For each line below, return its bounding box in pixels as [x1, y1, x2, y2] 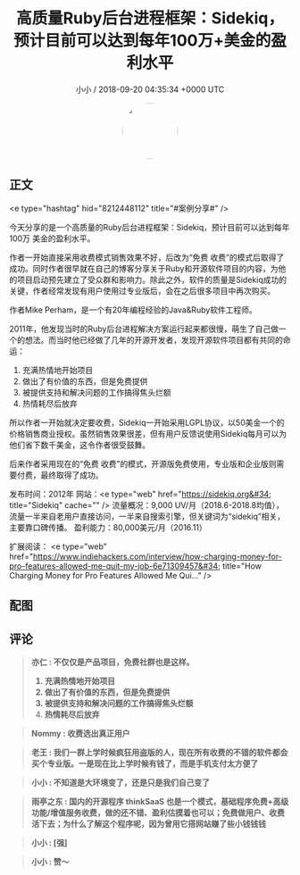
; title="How [217, 560, 262, 571]
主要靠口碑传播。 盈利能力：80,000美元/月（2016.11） [9, 521, 207, 532]
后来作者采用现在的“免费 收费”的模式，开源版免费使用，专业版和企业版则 [9, 458, 277, 469]
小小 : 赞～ [30, 856, 70, 867]
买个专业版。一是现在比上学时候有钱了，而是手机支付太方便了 [30, 758, 259, 769]
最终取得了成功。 [39, 470, 104, 480]
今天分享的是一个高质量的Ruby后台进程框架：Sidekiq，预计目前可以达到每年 [9, 221, 290, 232]
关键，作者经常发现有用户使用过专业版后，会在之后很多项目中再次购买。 [9, 285, 275, 296]
